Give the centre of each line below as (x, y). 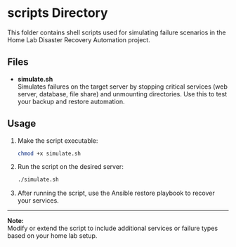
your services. (38, 201)
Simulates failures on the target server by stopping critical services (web (123, 87)
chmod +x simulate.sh (49, 153)
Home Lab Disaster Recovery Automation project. (79, 39)
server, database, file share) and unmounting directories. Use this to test (122, 94)
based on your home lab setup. (52, 236)
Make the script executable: (58, 140)
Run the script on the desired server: (71, 167)
